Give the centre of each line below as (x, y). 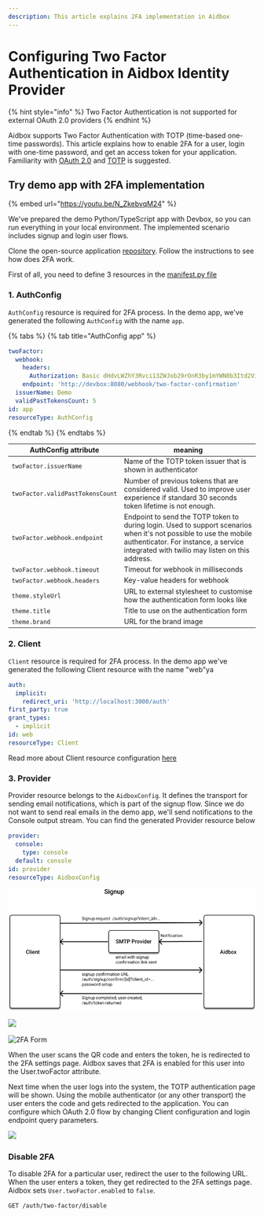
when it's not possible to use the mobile (188, 533)
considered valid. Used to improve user (187, 489)
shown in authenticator (161, 470)
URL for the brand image (163, 622)
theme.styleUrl (36, 596)
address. (138, 558)
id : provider (29, 869)
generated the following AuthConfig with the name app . (96, 320)
